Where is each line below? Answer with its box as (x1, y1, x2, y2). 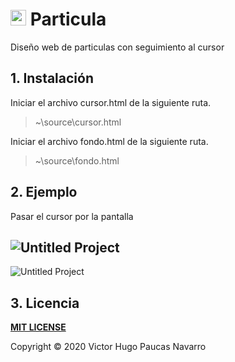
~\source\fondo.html (34, 154, 120, 167)
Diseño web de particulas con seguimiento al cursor (10, 41, 225, 53)
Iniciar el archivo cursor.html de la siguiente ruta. (10, 96, 212, 108)
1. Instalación (10, 70, 94, 87)
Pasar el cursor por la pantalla (10, 210, 134, 222)
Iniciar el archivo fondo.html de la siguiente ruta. (10, 135, 209, 147)
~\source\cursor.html (34, 116, 122, 128)
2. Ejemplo (10, 184, 78, 201)
